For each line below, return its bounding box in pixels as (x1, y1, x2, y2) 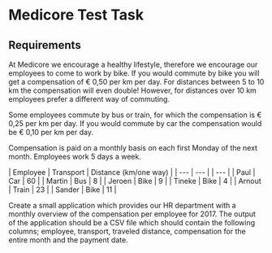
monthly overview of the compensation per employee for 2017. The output (8, 209, 256, 219)
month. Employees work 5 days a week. (8, 152, 142, 161)
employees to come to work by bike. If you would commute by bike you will (8, 68, 260, 78)
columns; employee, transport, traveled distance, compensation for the (8, 226, 246, 236)
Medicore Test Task (8, 6, 145, 24)
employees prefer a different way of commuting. (8, 94, 171, 103)
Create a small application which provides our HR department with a (8, 201, 237, 210)
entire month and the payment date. (8, 235, 128, 245)
